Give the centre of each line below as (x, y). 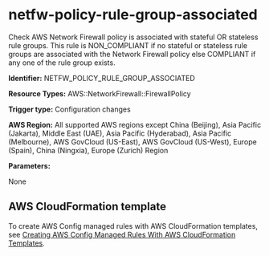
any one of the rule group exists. (62, 63)
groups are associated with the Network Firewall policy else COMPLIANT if (132, 54)
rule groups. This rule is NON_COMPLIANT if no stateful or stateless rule (128, 45)
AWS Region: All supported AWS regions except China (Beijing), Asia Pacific (135, 124)
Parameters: (29, 165)
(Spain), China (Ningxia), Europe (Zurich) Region (88, 150)
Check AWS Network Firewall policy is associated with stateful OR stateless (133, 37)
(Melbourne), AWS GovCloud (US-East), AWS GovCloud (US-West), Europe (132, 141)
